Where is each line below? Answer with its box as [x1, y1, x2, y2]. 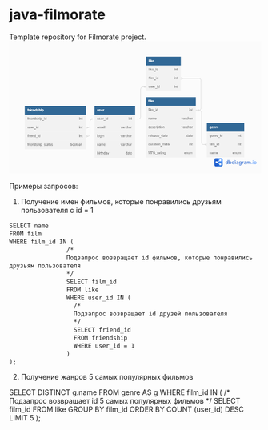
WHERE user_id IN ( [66, 294, 131, 302]
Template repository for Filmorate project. [9, 32, 146, 42]
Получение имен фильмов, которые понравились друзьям [20, 196, 222, 206]
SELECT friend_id [73, 326, 131, 334]
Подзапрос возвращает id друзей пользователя [73, 310, 228, 318]
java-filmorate [9, 6, 106, 24]
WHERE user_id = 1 [73, 342, 135, 350]
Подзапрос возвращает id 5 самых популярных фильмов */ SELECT [9, 396, 241, 405]
